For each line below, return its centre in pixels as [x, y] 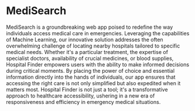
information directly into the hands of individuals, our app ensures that [91, 77]
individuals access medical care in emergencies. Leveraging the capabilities [98, 33]
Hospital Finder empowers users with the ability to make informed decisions [97, 64]
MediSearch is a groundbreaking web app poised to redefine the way [90, 27]
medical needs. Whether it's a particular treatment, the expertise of [87, 52]
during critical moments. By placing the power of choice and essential [90, 70]
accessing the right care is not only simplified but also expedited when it [93, 83]
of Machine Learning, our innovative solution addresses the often [85, 39]
